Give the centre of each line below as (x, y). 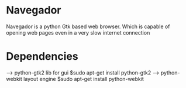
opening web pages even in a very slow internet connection (78, 32)
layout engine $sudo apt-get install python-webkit (84, 79)
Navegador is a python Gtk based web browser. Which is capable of (88, 26)
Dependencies (42, 57)
